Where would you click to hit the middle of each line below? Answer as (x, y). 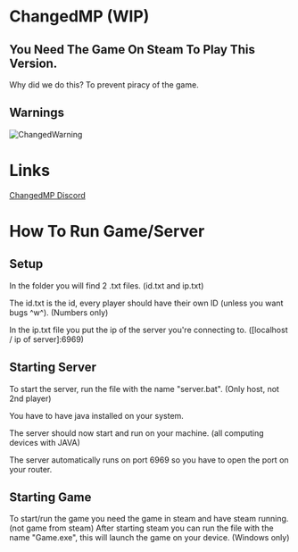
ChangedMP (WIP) (79, 17)
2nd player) (30, 398)
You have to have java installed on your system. (97, 415)
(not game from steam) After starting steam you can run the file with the (141, 528)
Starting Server (53, 368)
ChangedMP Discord (48, 195)
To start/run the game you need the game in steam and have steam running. (149, 519)
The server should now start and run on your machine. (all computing (137, 433)
